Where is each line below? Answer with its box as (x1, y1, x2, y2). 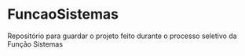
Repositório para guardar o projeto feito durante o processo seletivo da (7, 31, 237, 40)
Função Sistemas (7, 39, 64, 48)
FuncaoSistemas (7, 5, 119, 23)
